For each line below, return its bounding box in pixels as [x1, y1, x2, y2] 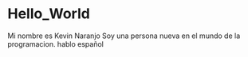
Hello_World [7, 5, 91, 23]
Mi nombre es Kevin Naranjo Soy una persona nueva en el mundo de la [7, 31, 241, 40]
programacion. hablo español [7, 39, 104, 48]
